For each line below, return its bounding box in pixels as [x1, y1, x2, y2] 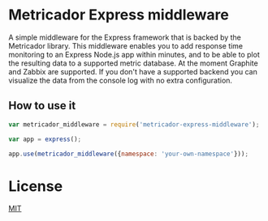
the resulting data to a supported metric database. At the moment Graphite [8, 58, 258, 68]
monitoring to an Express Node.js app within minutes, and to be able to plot [8, 49, 260, 59]
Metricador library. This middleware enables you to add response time [8, 40, 244, 50]
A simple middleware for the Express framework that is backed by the [8, 32, 242, 42]
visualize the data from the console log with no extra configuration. [8, 75, 233, 85]
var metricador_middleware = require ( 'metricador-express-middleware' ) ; [8, 120, 260, 129]
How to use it [8, 99, 76, 113]
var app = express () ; [8, 135, 82, 143]
